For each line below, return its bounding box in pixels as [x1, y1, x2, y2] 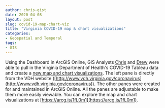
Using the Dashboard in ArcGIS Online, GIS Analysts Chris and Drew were [5, 59, 159, 65]
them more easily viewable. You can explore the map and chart [5, 91, 137, 97]
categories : [5, 31, 30, 36]
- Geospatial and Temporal [5, 36, 62, 41]
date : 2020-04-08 [5, 12, 42, 17]
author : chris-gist [5, 7, 47, 13]
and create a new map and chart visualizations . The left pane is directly [5, 69, 155, 76]
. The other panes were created [93, 81, 160, 87]
